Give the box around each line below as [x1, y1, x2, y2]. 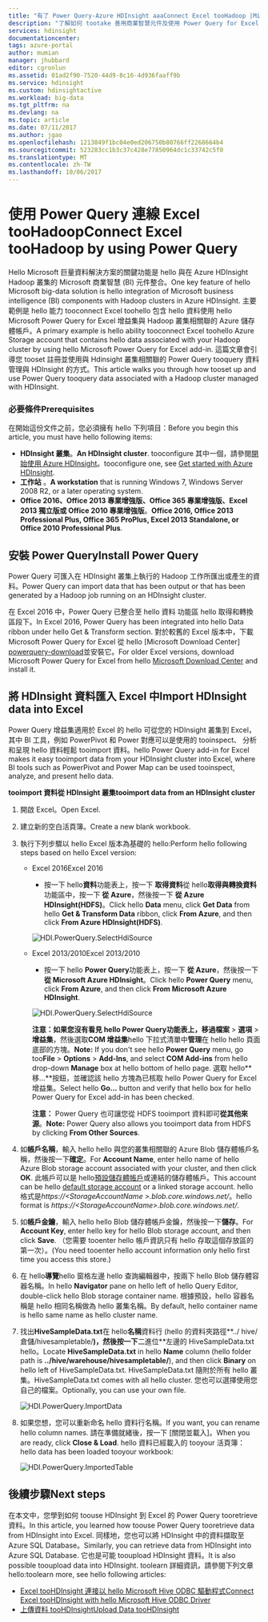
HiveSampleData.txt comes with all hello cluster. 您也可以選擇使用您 [34, 1375, 258, 1385]
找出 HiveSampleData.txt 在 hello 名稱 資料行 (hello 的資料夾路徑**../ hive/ [19, 1326, 258, 1336]
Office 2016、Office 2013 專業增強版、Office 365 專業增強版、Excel [19, 496, 248, 506]
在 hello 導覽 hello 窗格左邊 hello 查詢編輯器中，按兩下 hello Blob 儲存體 [19, 1271, 253, 1281]
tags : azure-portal [8, 42, 74, 50]
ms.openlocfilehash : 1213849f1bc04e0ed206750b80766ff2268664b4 [8, 138, 224, 147]
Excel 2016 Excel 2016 [31, 863, 104, 873]
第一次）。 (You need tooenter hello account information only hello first [19, 1245, 250, 1255]
